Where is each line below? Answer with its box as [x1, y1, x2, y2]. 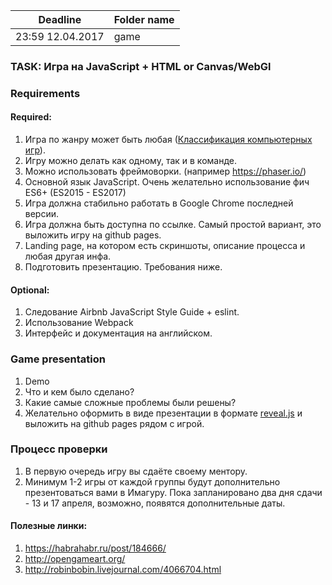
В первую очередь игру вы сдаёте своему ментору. [24, 465, 248, 477]
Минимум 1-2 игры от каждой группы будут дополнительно [24, 475, 281, 488]
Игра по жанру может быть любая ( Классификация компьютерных [24, 134, 313, 146]
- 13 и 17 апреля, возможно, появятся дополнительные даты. [24, 497, 286, 509]
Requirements [10, 86, 81, 100]
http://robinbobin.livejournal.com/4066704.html [24, 564, 222, 576]
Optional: [10, 284, 50, 296]
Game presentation [10, 352, 106, 366]
